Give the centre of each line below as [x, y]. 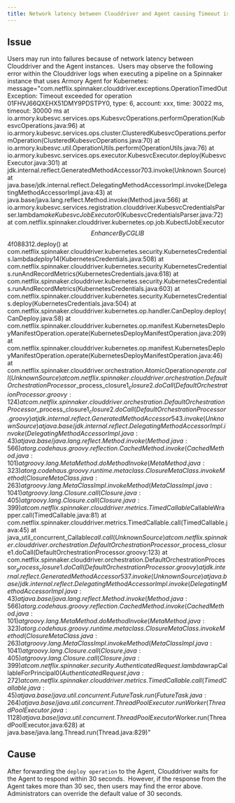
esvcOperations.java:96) [43, 126]
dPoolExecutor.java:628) [43, 725]
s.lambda [20, 259]
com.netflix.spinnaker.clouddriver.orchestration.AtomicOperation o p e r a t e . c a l [117, 371]
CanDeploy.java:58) [36, 318]
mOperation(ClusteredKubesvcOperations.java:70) [80, 141]
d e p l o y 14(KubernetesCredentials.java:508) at [99, 259]
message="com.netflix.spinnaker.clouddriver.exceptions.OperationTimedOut [117, 89]
